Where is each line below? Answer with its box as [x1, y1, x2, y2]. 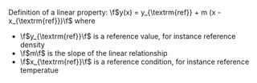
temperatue [19, 65, 59, 75]
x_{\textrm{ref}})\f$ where [8, 16, 96, 26]
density [19, 40, 46, 49]
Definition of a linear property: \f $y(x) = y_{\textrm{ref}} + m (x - [8, 8, 221, 17]
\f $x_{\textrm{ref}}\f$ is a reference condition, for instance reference [19, 57, 250, 66]
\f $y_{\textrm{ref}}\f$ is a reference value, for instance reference [19, 32, 236, 41]
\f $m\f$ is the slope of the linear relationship [19, 49, 168, 57]
